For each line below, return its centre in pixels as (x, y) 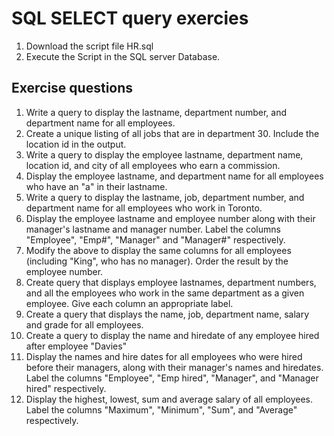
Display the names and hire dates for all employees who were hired (164, 356)
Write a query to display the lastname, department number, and (156, 112)
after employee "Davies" (76, 346)
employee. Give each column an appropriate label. (129, 303)
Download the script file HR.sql (89, 46)
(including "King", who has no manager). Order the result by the (157, 261)
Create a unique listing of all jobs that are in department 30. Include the (172, 133)
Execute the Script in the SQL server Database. (123, 56)
